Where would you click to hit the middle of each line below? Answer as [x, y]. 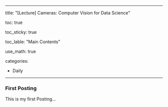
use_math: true [20, 51]
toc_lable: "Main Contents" [33, 42]
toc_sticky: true [21, 32]
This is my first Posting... [30, 99]
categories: [17, 61]
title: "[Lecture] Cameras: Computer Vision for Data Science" [68, 13]
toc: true [14, 22]
